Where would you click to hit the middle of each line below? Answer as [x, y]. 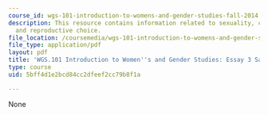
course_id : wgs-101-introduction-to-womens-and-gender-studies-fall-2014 [134, 15]
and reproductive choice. [59, 30]
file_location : [33, 38]
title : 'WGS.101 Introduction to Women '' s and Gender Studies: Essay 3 [130, 60]
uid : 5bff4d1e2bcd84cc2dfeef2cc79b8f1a [75, 75]
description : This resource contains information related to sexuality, [132, 23]
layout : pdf [28, 52]
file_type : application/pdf [55, 45]
